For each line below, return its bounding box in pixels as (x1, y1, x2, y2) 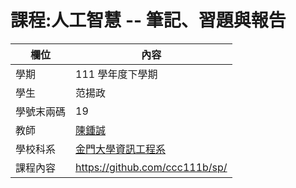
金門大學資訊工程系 (75, 142, 167, 156)
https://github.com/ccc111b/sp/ (75, 160, 228, 174)
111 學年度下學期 (75, 67, 158, 81)
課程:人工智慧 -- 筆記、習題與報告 (10, 9, 287, 32)
